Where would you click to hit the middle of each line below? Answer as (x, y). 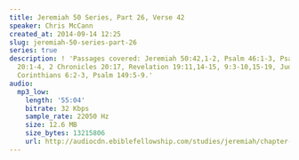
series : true (33, 51)
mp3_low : (33, 92)
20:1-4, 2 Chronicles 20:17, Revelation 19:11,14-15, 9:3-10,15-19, (147, 68)
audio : (21, 84)
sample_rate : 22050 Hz (67, 116)
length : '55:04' (56, 100)
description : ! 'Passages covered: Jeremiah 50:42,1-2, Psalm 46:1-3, (143, 59)
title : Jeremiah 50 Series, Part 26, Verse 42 (97, 17)
